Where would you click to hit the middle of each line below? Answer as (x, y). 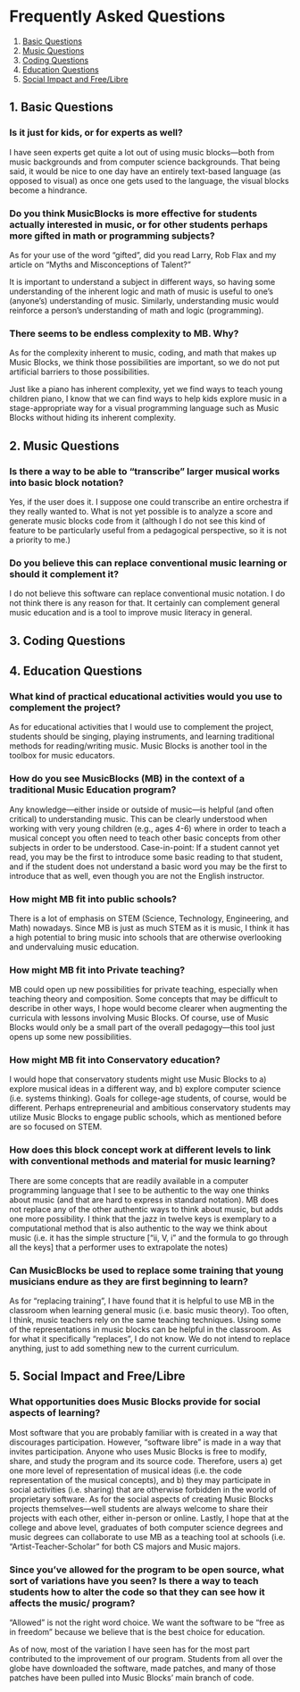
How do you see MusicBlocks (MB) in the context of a (127, 779)
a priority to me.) (40, 540)
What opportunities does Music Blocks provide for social (135, 1402)
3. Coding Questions (67, 641)
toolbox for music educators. (62, 756)
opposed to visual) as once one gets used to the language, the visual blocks (149, 180)
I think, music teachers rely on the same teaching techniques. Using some (145, 1320)
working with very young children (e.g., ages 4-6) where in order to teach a (148, 828)
